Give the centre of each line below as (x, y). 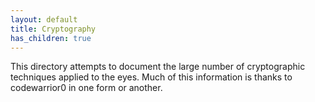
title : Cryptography (53, 29)
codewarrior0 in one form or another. (86, 88)
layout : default (44, 19)
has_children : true (51, 38)
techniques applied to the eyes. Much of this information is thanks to (151, 77)
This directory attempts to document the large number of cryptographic (158, 67)
